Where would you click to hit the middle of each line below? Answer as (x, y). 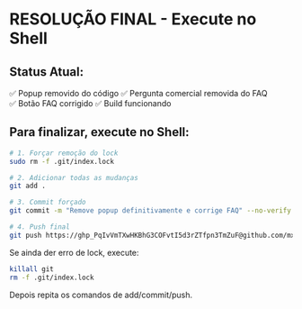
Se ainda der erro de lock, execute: (74, 252)
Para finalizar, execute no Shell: (100, 132)
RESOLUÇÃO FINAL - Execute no (133, 19)
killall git (31, 269)
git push (26, 235)
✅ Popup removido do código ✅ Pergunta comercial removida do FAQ (138, 93)
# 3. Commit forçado (48, 203)
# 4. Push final (40, 227)
